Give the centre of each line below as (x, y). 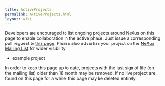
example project (29, 58)
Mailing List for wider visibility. (36, 49)
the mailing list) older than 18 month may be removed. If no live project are (80, 73)
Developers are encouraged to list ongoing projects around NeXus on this (80, 33)
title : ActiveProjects (28, 10)
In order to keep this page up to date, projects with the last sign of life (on (80, 68)
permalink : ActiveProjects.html (38, 14)
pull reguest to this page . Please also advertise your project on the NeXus (80, 43)
